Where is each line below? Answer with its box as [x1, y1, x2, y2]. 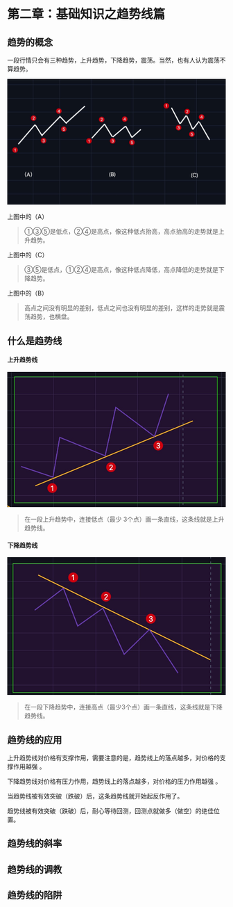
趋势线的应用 [7, 734, 62, 746]
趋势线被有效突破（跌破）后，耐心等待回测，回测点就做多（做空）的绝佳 [7, 807, 214, 815]
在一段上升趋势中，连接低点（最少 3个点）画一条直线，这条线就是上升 [24, 515, 225, 524]
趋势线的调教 [7, 863, 62, 875]
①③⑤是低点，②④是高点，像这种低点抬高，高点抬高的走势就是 [24, 227, 219, 236]
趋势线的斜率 [7, 837, 62, 849]
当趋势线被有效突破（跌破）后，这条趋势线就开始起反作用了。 [7, 792, 184, 801]
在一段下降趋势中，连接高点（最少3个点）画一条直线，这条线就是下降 [24, 703, 223, 712]
